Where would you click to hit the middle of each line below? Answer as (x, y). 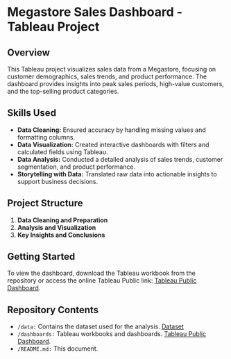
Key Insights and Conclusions (61, 235)
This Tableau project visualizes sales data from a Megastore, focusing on (112, 69)
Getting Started (41, 257)
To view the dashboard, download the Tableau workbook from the (101, 273)
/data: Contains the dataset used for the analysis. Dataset (100, 326)
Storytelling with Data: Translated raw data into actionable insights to (117, 174)
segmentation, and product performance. (76, 167)
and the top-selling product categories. (63, 91)
